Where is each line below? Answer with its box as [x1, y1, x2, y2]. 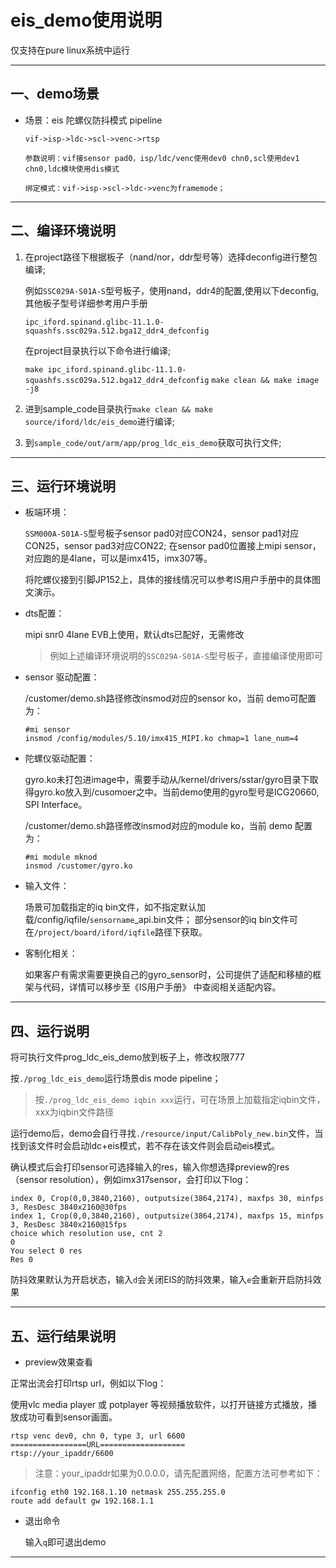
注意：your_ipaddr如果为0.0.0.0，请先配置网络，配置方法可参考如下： [34, 1467, 323, 1479]
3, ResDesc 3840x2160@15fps [10, 1220, 128, 1230]
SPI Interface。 [24, 799, 88, 811]
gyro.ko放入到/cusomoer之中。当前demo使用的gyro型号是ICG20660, [33, 786, 320, 798]
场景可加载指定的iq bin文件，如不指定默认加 [24, 901, 206, 913]
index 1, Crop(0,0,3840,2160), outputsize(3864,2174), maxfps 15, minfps [10, 1211, 325, 1221]
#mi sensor [24, 725, 71, 735]
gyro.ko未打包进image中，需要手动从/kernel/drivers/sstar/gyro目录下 [24, 774, 310, 786]
